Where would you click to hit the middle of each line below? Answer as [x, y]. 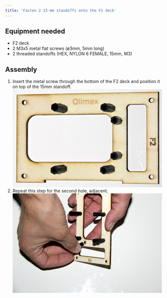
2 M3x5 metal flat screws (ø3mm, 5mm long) [58, 49]
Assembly [21, 69]
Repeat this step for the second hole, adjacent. [60, 191]
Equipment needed [35, 32]
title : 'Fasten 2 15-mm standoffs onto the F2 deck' [61, 10]
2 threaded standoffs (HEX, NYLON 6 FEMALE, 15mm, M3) [72, 54]
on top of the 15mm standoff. [42, 87]
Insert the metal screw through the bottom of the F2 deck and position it [86, 82]
